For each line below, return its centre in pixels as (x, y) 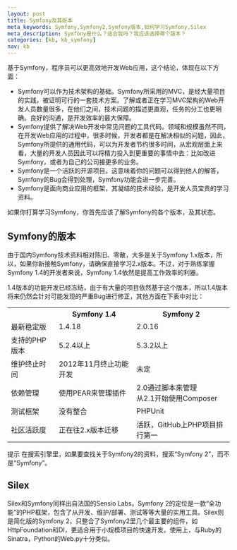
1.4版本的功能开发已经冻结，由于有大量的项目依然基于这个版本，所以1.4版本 (117, 287)
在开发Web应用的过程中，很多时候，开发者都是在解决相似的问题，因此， (123, 135)
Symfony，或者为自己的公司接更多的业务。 (80, 162)
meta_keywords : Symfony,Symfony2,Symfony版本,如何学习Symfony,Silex (107, 27)
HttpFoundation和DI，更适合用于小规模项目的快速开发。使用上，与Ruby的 (115, 530)
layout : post (26, 14)
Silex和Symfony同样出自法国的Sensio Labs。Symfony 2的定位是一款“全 (111, 503)
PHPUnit (150, 411)
